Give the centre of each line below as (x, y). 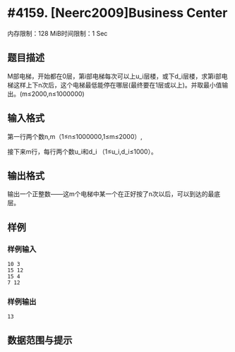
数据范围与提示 (40, 340)
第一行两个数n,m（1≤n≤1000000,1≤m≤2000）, (75, 136)
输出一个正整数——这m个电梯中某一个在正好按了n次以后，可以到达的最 (111, 194)
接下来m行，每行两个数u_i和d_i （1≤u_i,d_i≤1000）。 (82, 151)
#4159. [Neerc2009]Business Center (117, 13)
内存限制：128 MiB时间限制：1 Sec (58, 33)
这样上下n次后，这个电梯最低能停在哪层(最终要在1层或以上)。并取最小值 (117, 85)
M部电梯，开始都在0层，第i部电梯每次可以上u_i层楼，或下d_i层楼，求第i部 (115, 76)
